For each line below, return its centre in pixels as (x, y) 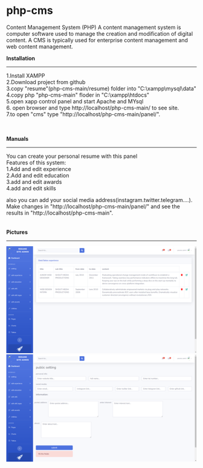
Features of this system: (36, 162)
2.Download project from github (46, 82)
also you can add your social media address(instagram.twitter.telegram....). (99, 200)
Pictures (17, 232)
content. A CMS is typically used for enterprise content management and (97, 40)
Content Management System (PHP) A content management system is (94, 27)
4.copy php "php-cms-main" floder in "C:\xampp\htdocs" (78, 95)
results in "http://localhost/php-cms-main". (60, 213)
